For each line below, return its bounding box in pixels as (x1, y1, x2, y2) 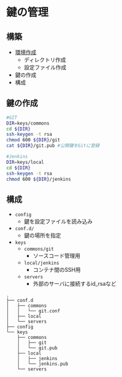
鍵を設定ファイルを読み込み (23, 218, 93, 225)
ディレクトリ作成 (23, 56, 66, 63)
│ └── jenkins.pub (17, 361, 69, 367)
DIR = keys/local (6, 159, 44, 165)
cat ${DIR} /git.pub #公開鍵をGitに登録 (6, 143, 100, 149)
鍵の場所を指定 (23, 232, 61, 239)
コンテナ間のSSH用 (32, 266, 81, 274)
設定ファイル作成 (23, 64, 67, 71)
